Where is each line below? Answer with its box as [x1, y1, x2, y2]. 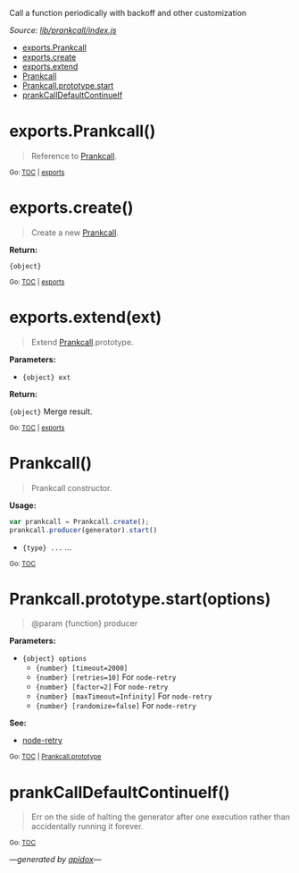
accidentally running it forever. [30, 821, 144, 832]
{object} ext [21, 373, 71, 382]
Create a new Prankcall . [30, 227, 119, 238]
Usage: [9, 500, 37, 511]
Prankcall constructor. [30, 482, 112, 493]
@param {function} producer [30, 618, 138, 629]
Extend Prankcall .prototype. [30, 336, 134, 347]
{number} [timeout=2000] [35, 664, 129, 674]
